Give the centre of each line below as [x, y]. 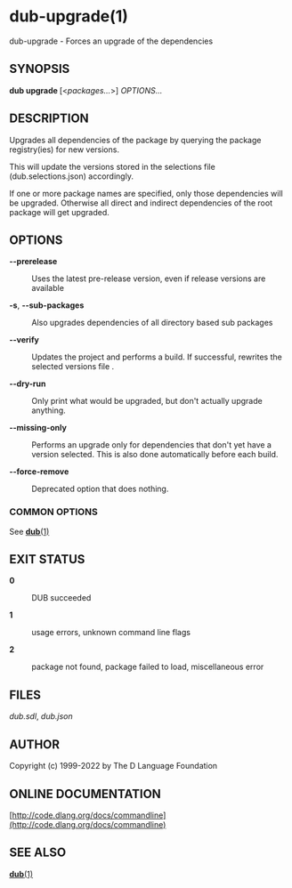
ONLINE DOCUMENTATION [85, 794]
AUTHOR [35, 744]
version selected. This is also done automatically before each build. [155, 455]
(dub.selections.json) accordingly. [71, 176]
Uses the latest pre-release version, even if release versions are [149, 279]
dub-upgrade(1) [69, 16]
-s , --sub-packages [47, 305]
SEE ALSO [38, 853]
